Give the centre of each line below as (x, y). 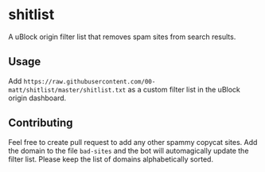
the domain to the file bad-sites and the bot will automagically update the (129, 150)
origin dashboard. (37, 98)
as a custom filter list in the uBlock (184, 89)
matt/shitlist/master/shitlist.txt (67, 90)
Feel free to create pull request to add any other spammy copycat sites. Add (133, 142)
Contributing (41, 123)
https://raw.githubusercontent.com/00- (90, 81)
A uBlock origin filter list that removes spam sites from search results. (122, 37)
